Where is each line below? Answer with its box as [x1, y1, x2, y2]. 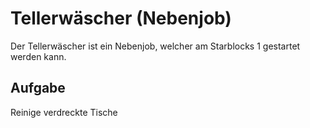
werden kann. [10, 50, 67, 62]
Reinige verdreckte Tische [10, 106, 118, 118]
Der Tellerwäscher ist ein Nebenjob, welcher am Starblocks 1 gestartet [10, 40, 301, 52]
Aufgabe [10, 80, 66, 97]
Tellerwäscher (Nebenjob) [10, 7, 232, 30]
